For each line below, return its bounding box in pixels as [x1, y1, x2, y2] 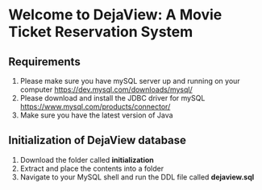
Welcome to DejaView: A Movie [8, 6, 222, 24]
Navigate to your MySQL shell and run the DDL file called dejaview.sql [19, 171, 255, 182]
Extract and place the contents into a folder [19, 163, 164, 173]
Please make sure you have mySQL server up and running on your [19, 76, 240, 85]
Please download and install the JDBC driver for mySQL [19, 93, 206, 102]
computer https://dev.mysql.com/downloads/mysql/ [19, 85, 193, 94]
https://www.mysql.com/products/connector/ [19, 102, 171, 111]
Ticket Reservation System [8, 23, 193, 41]
